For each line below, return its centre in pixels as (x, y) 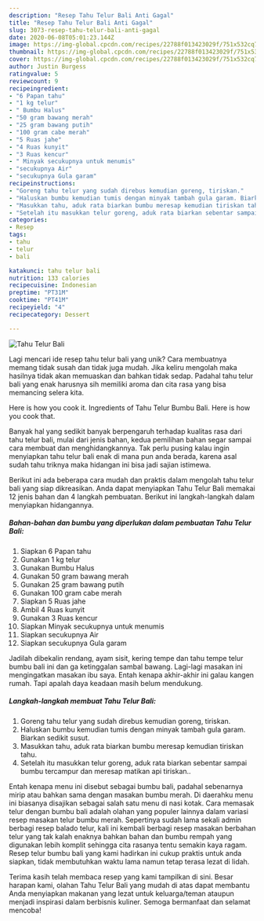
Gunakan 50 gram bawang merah (74, 576)
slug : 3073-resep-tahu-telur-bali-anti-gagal (84, 30)
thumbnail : (27, 52)
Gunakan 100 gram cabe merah (71, 593)
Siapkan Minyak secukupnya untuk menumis (92, 626)
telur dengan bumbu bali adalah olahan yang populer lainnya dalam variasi (129, 811)
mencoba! (25, 910)
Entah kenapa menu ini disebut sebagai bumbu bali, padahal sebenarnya (126, 786)
